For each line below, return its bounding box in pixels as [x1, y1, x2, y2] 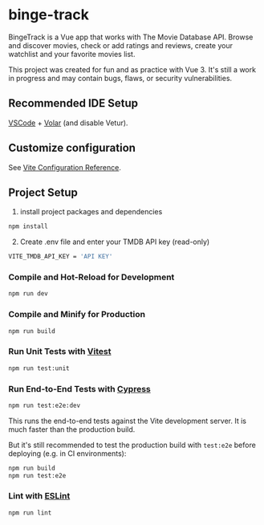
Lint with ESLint [8, 490, 71, 502]
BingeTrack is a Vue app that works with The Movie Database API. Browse [8, 32, 254, 42]
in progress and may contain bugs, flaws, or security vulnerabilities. [8, 73, 233, 83]
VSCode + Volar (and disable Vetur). [8, 118, 128, 128]
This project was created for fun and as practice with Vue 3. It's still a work [8, 64, 257, 74]
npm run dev [8, 290, 48, 298]
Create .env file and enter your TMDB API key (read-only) [19, 237, 210, 246]
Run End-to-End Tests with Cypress [8, 383, 151, 394]
